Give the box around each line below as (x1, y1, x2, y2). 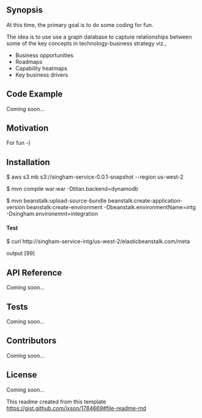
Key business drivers (15, 71, 69, 79)
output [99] (6, 250, 36, 257)
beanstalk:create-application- (108, 197, 183, 204)
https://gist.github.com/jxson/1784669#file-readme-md (6, 404, 147, 412)
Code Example (6, 89, 63, 99)
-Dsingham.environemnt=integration (6, 210, 98, 217)
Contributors (6, 336, 57, 346)
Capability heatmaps (15, 64, 67, 72)
